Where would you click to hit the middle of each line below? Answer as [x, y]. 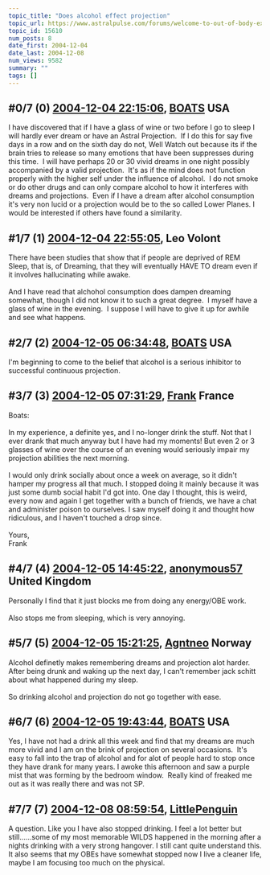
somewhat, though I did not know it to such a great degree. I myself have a [133, 300]
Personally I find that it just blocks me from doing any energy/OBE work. [127, 601]
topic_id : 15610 [35, 31]
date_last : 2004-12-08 [46, 53]
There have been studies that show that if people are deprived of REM [125, 257]
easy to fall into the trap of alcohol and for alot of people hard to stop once [132, 758]
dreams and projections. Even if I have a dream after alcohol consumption [131, 196]
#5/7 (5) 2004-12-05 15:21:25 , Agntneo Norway [130, 643]
